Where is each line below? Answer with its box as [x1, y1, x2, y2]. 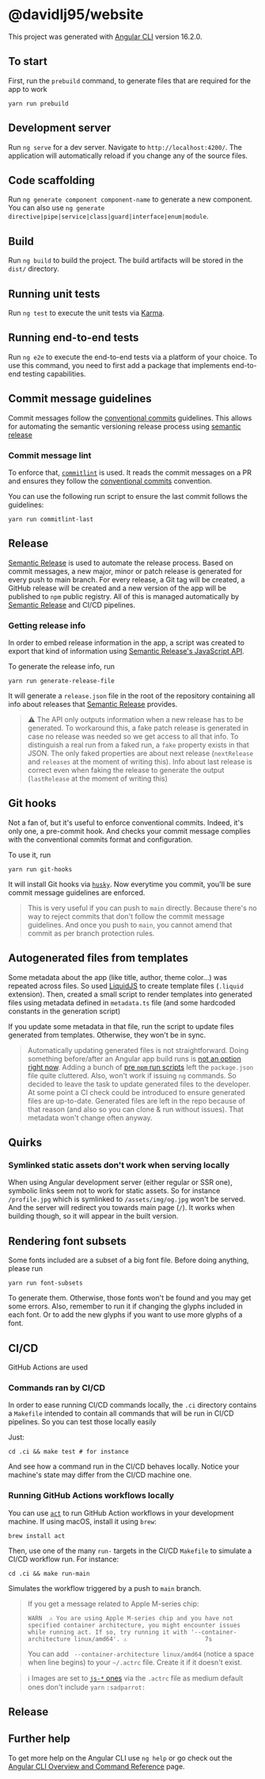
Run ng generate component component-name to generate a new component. [8, 194, 253, 204]
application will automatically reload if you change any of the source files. [8, 151, 248, 160]
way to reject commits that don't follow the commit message [27, 911, 225, 921]
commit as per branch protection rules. [27, 928, 155, 938]
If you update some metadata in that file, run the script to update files [8, 1021, 234, 1031]
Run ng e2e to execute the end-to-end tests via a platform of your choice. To [8, 352, 258, 362]
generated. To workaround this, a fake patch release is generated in [27, 724, 249, 733]
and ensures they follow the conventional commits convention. [8, 476, 212, 486]
